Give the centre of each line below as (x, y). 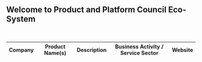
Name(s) (55, 53)
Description (92, 49)
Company (21, 49)
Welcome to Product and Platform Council (86, 10)
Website (183, 49)
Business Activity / (139, 46)
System (21, 19)
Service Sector (139, 53)
